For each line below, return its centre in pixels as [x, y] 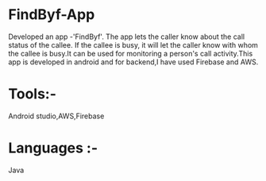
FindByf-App [52, 15]
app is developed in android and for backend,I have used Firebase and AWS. [133, 62]
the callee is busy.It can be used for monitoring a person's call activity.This [131, 53]
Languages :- [53, 148]
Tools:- [33, 94]
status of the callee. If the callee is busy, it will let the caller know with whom [133, 44]
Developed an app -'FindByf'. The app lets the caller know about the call [126, 37]
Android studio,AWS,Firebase [56, 116]
